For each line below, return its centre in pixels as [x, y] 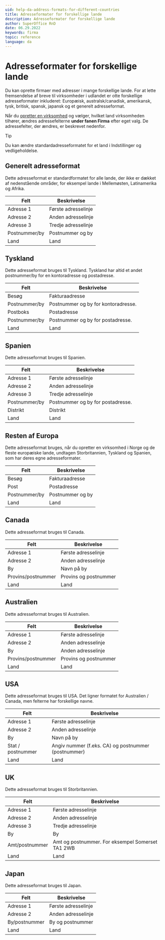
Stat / [14, 746]
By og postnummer [71, 922]
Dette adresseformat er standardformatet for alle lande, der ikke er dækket [81, 178]
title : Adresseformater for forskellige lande [54, 14]
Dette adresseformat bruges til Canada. [45, 532]
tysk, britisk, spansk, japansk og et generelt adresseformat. [65, 106]
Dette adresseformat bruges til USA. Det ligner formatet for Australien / [77, 696]
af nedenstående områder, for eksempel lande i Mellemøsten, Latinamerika [81, 183]
